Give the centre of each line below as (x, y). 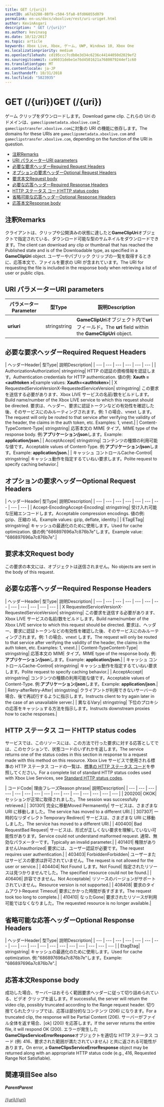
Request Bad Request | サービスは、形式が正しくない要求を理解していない (79, 830)
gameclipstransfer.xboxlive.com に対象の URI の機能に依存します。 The (76, 128)
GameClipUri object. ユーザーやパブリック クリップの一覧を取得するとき (78, 256)
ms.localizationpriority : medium (39, 50)
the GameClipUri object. (104, 334)
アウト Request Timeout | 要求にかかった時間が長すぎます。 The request (80, 891)
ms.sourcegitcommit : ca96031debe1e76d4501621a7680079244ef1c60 (71, 60)
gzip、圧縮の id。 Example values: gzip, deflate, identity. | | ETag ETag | (75, 519)
